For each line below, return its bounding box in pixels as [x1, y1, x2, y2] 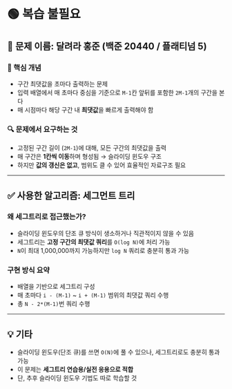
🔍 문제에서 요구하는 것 [7, 124, 78, 134]
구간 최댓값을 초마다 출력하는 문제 [17, 79, 108, 88]
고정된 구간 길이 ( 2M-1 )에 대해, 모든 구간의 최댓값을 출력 [17, 144, 167, 152]
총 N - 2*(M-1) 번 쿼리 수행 [17, 300, 90, 308]
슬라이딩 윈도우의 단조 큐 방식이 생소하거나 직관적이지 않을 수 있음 [17, 229, 195, 237]
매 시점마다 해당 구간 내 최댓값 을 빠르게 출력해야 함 [17, 105, 154, 114]
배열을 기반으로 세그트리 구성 [17, 283, 95, 291]
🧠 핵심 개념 [7, 63, 41, 73]
